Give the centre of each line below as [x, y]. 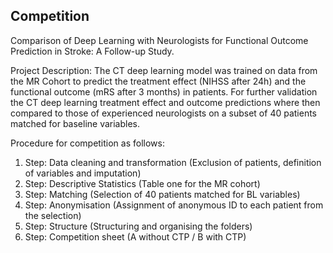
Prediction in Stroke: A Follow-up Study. [92, 51]
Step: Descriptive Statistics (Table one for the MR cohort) [142, 183]
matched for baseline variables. [75, 123]
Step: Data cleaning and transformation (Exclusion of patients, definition [173, 162]
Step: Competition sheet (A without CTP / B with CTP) [135, 236]
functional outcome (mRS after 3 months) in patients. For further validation [164, 91]
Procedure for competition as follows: [87, 143]
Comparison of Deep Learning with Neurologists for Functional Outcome [159, 40]
